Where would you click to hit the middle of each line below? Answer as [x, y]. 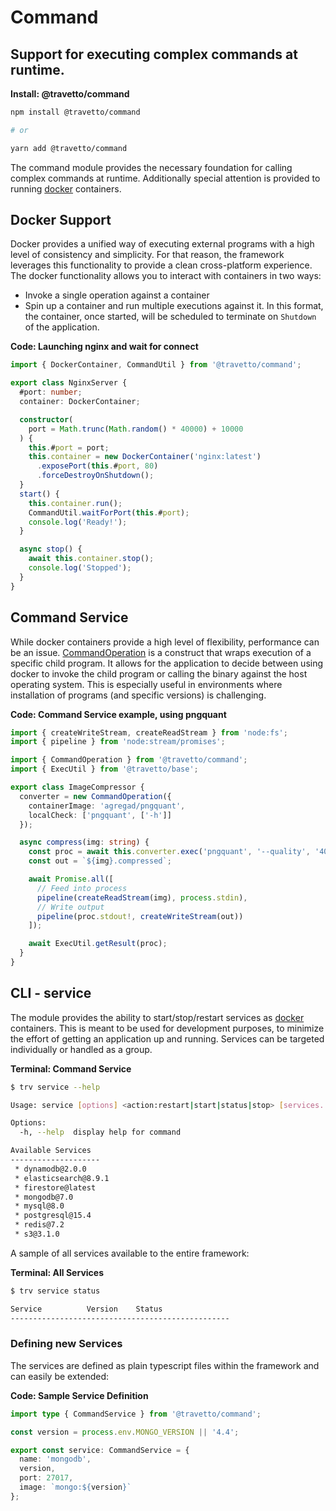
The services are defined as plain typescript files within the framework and [165, 1365]
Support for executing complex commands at [154, 54]
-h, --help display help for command [100, 1132]
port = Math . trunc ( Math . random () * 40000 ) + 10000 [136, 429]
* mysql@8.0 [39, 1206]
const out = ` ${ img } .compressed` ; [100, 861]
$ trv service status [55, 1291]
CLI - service [51, 993]
